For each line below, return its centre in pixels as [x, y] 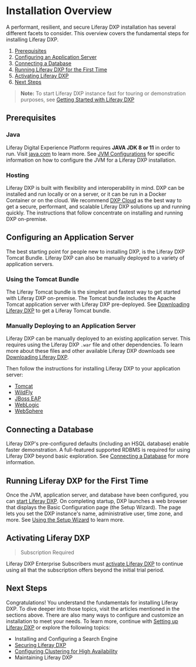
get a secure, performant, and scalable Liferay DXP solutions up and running [98, 206]
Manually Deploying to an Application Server [71, 325]
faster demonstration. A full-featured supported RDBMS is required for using [98, 450]
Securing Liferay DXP [40, 645]
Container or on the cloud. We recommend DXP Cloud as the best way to [94, 200]
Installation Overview [59, 11]
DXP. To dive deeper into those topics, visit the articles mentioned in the [93, 608]
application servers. [30, 264]
